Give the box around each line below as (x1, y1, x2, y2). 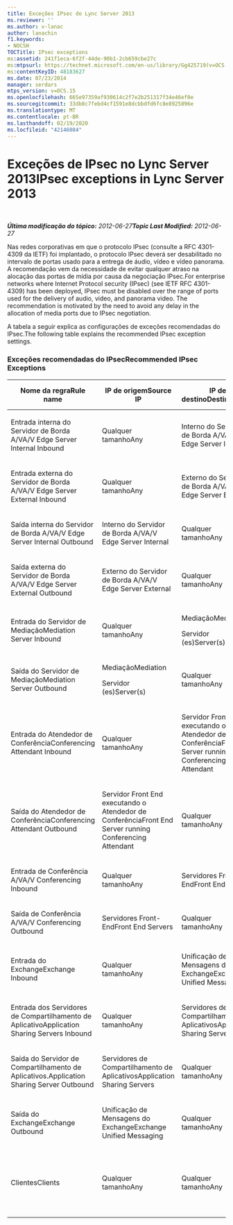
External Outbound (10, 588, 72, 597)
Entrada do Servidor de (10, 617, 87, 626)
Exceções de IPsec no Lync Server (7, 156, 209, 172)
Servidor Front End (101, 789, 164, 798)
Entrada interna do (10, 417, 71, 427)
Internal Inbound (10, 443, 64, 453)
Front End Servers (114, 922, 173, 932)
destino (181, 394, 207, 404)
